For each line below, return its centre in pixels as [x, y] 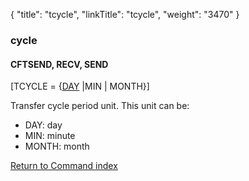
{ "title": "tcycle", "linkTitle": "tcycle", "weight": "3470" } [125, 14]
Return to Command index [64, 166]
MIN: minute [50, 136]
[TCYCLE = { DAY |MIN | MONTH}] [80, 86]
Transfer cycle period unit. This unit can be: [100, 106]
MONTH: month [57, 146]
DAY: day [43, 125]
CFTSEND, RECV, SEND [59, 64]
